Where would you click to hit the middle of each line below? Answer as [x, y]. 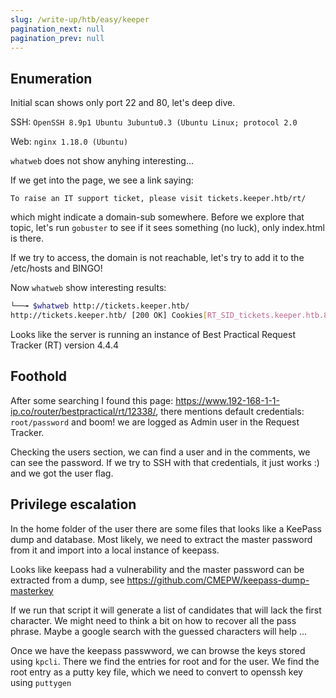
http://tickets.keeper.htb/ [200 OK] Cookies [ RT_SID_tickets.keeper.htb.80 [171, 316]
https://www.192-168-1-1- [227, 400]
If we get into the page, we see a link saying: [102, 180]
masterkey [32, 590]
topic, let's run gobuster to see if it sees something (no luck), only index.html [167, 228]
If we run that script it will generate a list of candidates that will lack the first [166, 610]
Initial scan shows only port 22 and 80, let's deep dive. [123, 103]
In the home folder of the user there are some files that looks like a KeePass [166, 528]
